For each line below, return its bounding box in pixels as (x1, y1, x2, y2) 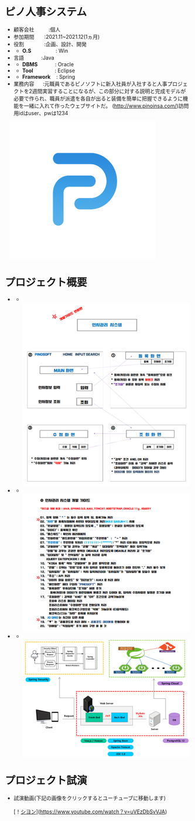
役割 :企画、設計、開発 (13, 41, 87, 48)
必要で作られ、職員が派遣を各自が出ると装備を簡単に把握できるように (13, 95, 183, 102)
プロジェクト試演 (5, 774, 88, 788)
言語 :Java (13, 54, 54, 61)
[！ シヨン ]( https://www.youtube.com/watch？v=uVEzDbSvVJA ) (13, 808, 167, 815)
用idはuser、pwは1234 (13, 109, 69, 116)
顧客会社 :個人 (13, 26, 61, 33)
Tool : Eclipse (22, 67, 76, 74)
